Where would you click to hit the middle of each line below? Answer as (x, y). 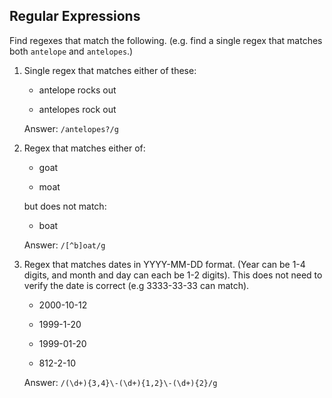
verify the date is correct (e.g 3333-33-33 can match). (136, 285)
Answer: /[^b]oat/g (64, 245)
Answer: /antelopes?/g (71, 128)
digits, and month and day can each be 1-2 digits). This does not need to (173, 275)
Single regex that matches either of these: (110, 70)
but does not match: (65, 206)
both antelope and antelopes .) (71, 51)
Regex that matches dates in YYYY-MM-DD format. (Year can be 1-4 (164, 264)
